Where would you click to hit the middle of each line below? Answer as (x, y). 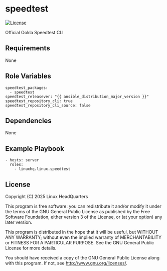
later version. (19, 222)
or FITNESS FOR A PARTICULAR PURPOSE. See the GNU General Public (80, 243)
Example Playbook (35, 149)
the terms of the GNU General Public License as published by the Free (78, 211)
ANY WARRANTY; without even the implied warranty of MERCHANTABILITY (83, 237)
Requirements (28, 48)
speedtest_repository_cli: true (39, 101)
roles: (17, 165)
